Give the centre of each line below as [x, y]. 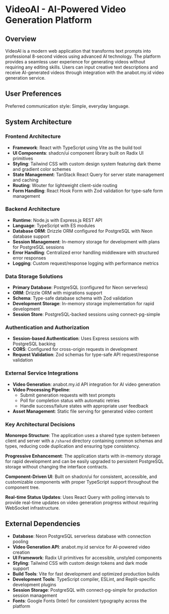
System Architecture [39, 122]
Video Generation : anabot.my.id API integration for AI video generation [86, 384]
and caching [25, 180]
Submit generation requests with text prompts [68, 395]
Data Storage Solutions [34, 276]
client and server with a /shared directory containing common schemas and [84, 441]
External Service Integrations [42, 373]
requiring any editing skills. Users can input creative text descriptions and [81, 67]
